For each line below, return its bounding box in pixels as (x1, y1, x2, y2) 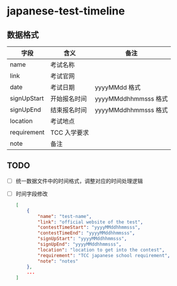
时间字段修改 (15, 190, 48, 197)
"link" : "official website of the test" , (37, 219, 144, 225)
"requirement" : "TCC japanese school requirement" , (37, 252, 170, 258)
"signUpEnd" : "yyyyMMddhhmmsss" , (37, 241, 122, 247)
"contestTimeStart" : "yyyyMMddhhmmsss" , (37, 225, 141, 231)
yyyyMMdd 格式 (94, 83, 141, 92)
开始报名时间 (50, 95, 87, 103)
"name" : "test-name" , (37, 213, 92, 219)
